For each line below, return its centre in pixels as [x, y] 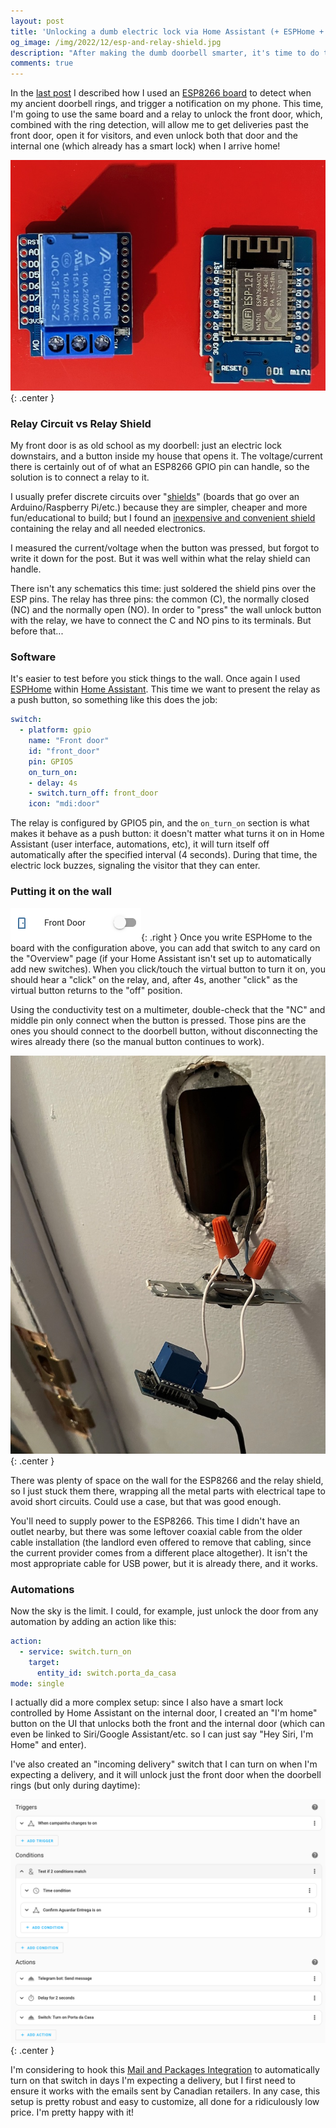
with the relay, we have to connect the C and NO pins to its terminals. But [161, 621]
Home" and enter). [48, 1745]
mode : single [37, 1683]
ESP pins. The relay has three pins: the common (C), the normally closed [160, 599]
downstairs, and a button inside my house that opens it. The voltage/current [166, 456]
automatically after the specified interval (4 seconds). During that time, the [164, 855]
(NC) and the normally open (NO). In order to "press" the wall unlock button [166, 610]
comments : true [42, 63]
